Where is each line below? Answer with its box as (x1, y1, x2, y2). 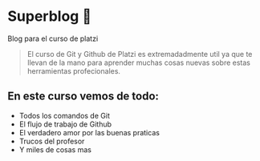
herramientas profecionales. (26, 66, 121, 75)
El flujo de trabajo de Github (18, 119, 112, 129)
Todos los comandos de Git (18, 111, 110, 120)
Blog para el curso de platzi (7, 34, 99, 43)
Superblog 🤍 (7, 7, 92, 26)
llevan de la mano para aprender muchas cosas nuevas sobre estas (26, 58, 250, 67)
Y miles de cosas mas (18, 144, 91, 155)
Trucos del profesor (18, 136, 85, 146)
